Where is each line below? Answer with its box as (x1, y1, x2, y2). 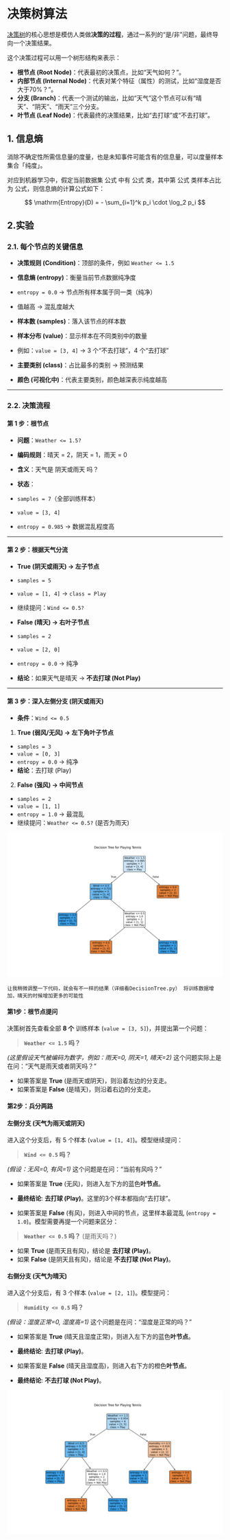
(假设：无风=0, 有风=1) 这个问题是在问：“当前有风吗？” (7, 1165, 162, 1173)
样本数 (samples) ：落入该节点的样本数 (16, 317, 127, 326)
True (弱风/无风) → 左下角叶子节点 (16, 728, 114, 736)
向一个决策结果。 (7, 38, 55, 47)
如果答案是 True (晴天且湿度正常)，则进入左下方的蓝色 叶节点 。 (16, 1332, 195, 1340)
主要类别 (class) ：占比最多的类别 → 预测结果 (16, 361, 144, 370)
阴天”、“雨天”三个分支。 (34, 102, 103, 111)
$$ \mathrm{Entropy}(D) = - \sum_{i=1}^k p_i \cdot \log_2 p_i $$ (24, 198, 206, 206)
